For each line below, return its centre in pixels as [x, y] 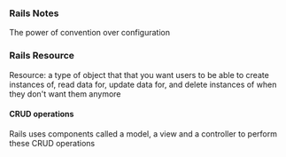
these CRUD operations [52, 143]
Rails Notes [34, 13]
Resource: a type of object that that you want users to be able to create [139, 75]
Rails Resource [42, 56]
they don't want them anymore [65, 94]
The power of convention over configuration [90, 33]
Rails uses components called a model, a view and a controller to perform [143, 133]
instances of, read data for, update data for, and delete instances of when [143, 84]
